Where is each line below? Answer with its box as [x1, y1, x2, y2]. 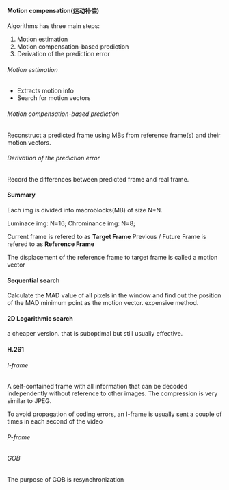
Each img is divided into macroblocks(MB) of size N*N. [7, 206, 163, 215]
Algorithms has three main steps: [7, 22, 100, 30]
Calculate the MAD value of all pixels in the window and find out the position [7, 291, 221, 299]
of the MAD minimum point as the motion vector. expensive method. [7, 299, 199, 307]
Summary [7, 191, 36, 199]
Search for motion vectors [16, 94, 91, 102]
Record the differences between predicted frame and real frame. [7, 175, 189, 183]
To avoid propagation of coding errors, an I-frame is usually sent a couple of [7, 410, 222, 418]
